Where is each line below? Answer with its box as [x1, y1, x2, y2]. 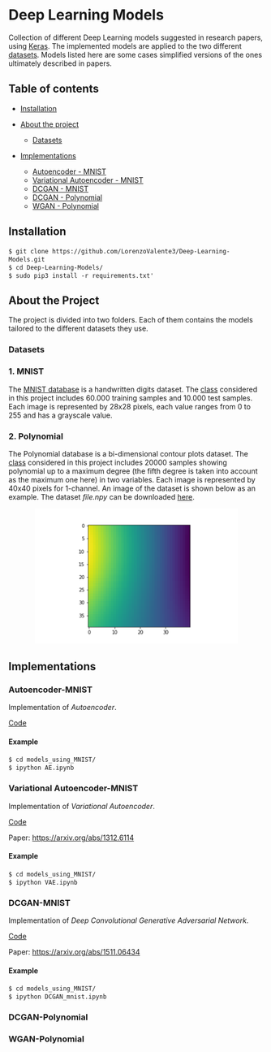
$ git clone [8, 247, 49, 255]
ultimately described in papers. [8, 58, 112, 68]
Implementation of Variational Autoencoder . [8, 801, 156, 811]
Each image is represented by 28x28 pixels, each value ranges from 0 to [8, 401, 252, 411]
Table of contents [8, 82, 99, 96]
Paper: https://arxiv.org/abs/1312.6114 [8, 833, 135, 842]
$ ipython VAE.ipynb [8, 878, 79, 886]
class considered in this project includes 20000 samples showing [8, 457, 227, 467]
